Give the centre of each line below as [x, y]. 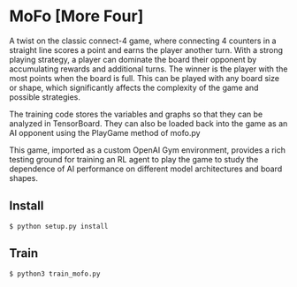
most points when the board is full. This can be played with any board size [145, 78]
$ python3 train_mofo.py [55, 274]
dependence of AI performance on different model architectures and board [146, 169]
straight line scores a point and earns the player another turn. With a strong [146, 49]
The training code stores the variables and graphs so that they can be [136, 114]
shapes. [23, 177]
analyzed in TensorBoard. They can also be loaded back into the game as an [148, 123]
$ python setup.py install [59, 226]
